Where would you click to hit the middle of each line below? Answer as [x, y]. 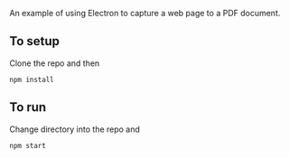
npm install [32, 79]
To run [28, 107]
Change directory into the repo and [75, 129]
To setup [35, 41]
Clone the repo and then [55, 63]
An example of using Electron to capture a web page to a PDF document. [145, 13]
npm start [28, 145]
